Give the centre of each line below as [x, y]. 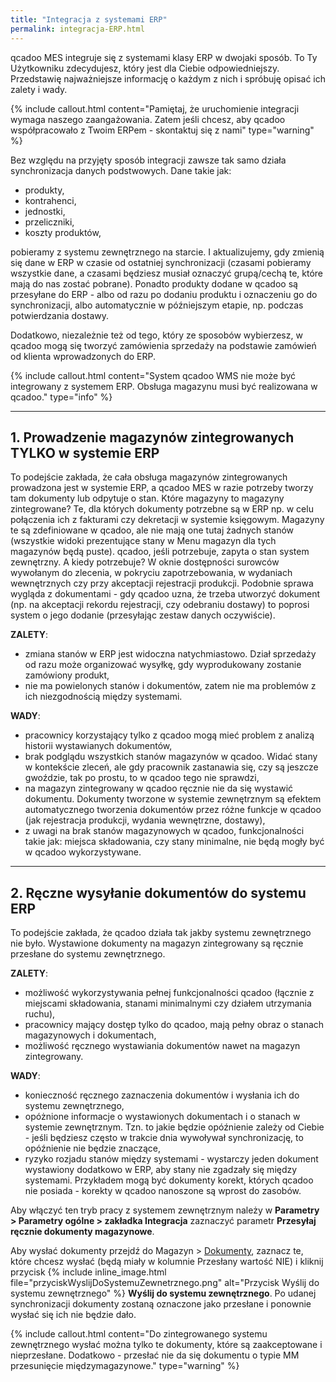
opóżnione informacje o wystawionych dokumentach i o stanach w [162, 1117]
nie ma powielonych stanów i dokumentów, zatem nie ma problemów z [170, 686]
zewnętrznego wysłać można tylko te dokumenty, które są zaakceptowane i [166, 1345]
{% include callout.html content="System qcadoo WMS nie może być [153, 375]
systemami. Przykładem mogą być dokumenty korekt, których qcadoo [169, 1180]
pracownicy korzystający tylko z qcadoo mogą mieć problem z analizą [169, 735]
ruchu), [40, 1014]
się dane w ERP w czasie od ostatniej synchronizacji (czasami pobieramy [161, 262]
